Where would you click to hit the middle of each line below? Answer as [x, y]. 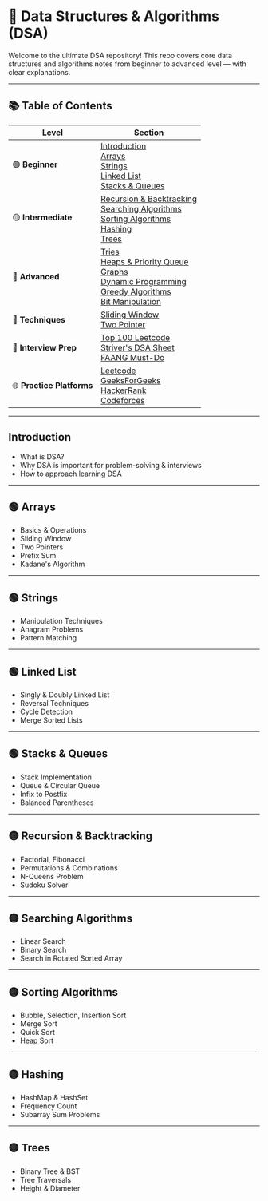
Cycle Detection [46, 711]
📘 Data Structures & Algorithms [114, 16]
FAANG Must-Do [133, 357]
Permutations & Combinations [69, 868]
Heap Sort [37, 1040]
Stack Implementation [55, 777]
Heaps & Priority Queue [145, 261]
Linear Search [43, 941]
